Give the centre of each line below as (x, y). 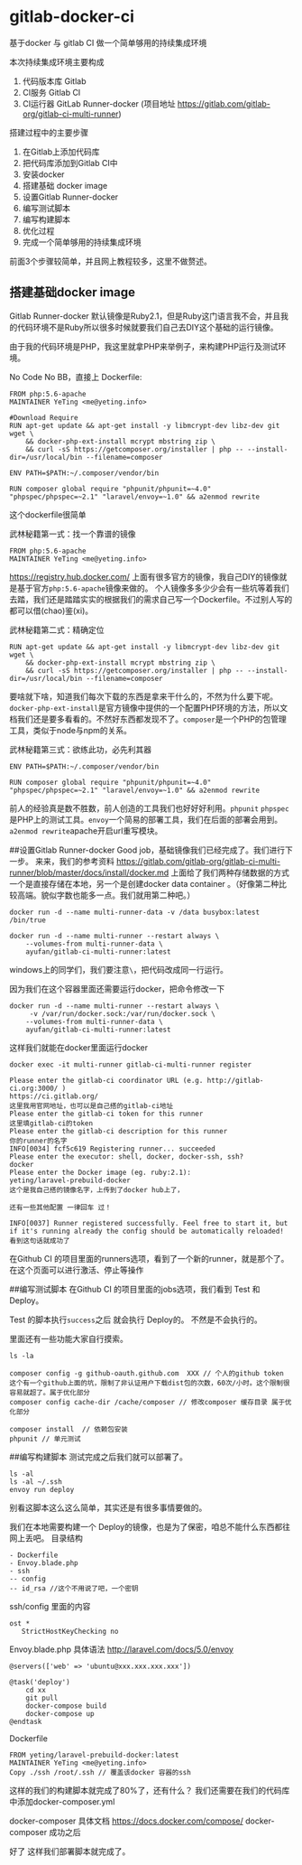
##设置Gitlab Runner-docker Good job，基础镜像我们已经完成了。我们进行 (147, 850)
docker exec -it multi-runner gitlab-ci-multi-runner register (131, 1064)
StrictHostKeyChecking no (70, 1631)
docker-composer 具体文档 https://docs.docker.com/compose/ (126, 1821)
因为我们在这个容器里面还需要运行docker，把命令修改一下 (117, 988)
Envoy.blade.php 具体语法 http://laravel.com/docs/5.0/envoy (122, 1649)
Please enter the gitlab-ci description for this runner (119, 1131)
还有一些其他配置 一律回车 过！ (60, 1208)
